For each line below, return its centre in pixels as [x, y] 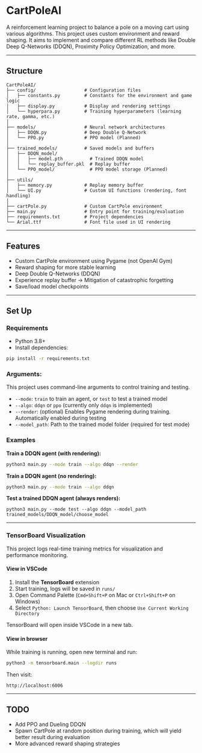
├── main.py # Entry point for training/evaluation [95, 212]
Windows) [27, 601]
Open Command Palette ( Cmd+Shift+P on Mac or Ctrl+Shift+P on [95, 595]
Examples [21, 440]
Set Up [19, 311]
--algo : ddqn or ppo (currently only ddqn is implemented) [84, 405]
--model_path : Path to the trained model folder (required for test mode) [102, 424]
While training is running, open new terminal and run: [72, 652]
